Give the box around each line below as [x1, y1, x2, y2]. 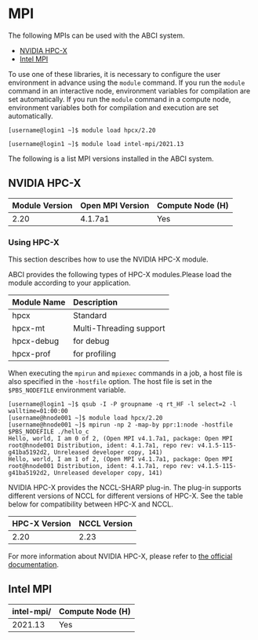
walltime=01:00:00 [8, 408, 68, 415]
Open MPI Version [80, 199, 150, 210]
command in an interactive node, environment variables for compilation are [8, 86, 251, 95]
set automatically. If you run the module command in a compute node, [8, 94, 231, 104]
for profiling [73, 349, 116, 360]
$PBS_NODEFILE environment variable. [8, 386, 126, 395]
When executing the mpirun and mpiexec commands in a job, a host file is [8, 368, 243, 378]
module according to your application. [8, 278, 131, 287]
